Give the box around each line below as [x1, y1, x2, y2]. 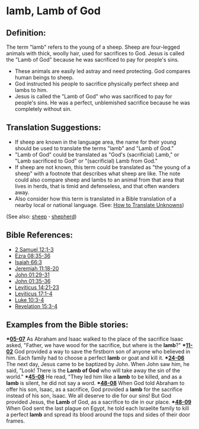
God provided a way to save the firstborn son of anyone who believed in [14, 348, 191, 355]
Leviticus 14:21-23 [14, 284, 59, 291]
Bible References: [6, 230, 73, 240]
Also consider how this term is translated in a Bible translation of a [14, 195, 176, 202]
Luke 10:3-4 [14, 296, 44, 303]
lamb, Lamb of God [6, 4, 101, 18]
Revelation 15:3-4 [14, 303, 58, 310]
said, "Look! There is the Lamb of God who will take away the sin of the [6, 367, 181, 374]
